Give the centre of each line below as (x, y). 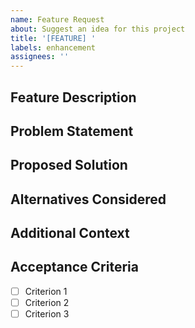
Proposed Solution (69, 165)
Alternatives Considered (88, 199)
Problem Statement (72, 131)
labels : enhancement (53, 47)
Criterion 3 (47, 314)
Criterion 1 (46, 291)
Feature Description (73, 97)
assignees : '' (40, 57)
